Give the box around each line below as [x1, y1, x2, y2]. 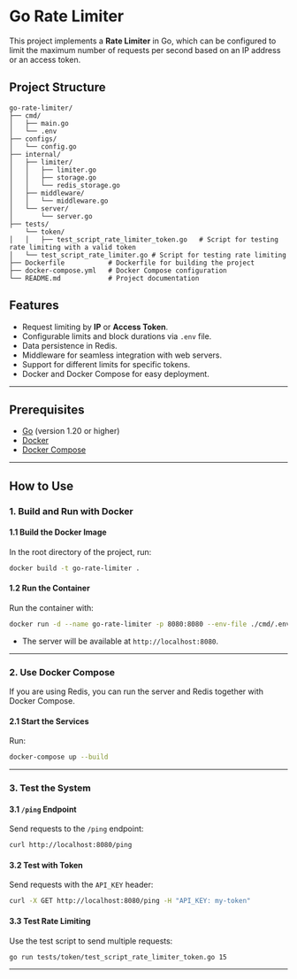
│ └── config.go [9, 142, 77, 151]
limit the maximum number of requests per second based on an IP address [9, 44, 281, 55]
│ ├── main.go [9, 119, 69, 127]
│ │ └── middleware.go [9, 197, 109, 205]
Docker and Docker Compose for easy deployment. [21, 368, 209, 379]
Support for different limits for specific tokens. [21, 358, 191, 369]
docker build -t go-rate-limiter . [9, 564, 141, 573]
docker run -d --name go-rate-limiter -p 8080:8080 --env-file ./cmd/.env [9, 620, 291, 628]
